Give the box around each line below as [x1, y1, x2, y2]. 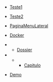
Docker [9, 33, 25, 38]
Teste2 [9, 14, 24, 19]
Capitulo [24, 63, 41, 68]
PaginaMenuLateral [9, 23, 48, 29]
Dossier [16, 47, 32, 52]
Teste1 [9, 4, 23, 10]
